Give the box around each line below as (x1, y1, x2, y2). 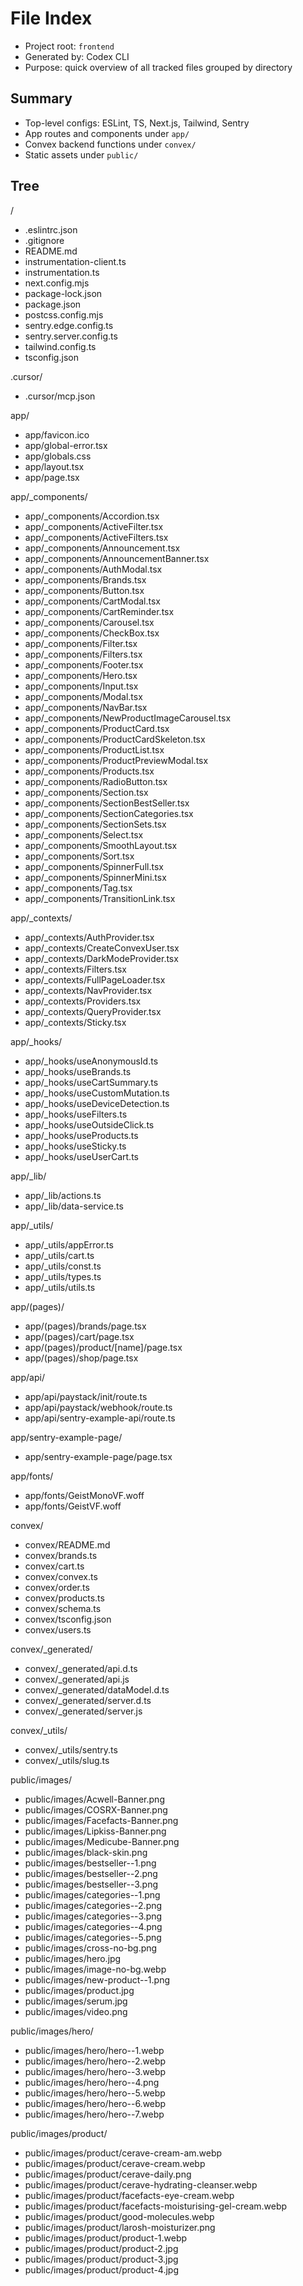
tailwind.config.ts (24, 340, 97, 352)
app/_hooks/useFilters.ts (24, 1108, 128, 1120)
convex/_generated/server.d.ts (24, 1694, 152, 1706)
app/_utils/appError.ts (24, 1238, 114, 1251)
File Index (10, 7, 93, 30)
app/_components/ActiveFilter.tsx (24, 520, 164, 532)
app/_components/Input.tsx (24, 680, 139, 692)
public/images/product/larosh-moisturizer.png (24, 2221, 216, 2233)
